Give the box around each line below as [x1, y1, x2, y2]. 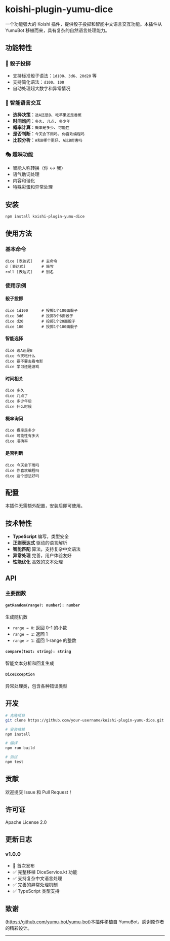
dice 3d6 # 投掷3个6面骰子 [5, 313, 73, 318]
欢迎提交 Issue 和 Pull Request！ [5, 789, 73, 795]
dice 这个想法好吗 [5, 473, 39, 479]
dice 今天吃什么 [5, 353, 36, 358]
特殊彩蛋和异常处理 [12, 184, 53, 190]
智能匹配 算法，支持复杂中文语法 [12, 546, 81, 552]
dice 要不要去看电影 [5, 358, 44, 364]
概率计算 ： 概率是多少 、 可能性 [12, 124, 70, 130]
